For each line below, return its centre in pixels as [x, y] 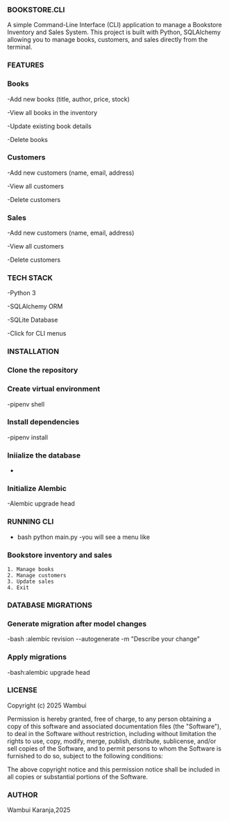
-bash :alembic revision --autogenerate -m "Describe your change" [103, 639]
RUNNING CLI [31, 522]
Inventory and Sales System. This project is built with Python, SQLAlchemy [114, 32]
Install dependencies [43, 422]
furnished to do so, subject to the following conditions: [85, 756]
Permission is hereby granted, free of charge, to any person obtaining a [109, 719]
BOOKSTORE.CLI [36, 10]
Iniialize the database [44, 455]
